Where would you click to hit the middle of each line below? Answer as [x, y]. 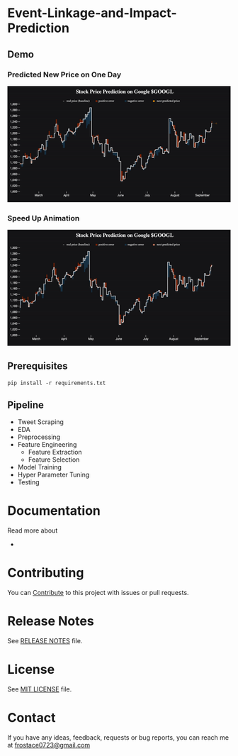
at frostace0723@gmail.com [49, 745]
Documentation [54, 511]
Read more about [33, 530]
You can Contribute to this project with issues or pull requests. [98, 592]
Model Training [40, 467]
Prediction [38, 28]
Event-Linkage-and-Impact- [92, 13]
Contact [32, 717]
